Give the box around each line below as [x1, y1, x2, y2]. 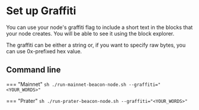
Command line [6, 65, 61, 75]
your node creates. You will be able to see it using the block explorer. [6, 30, 175, 37]
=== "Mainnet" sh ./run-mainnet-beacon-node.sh [6, 80, 126, 88]
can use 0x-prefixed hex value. [6, 47, 82, 54]
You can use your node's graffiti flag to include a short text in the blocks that [6, 24, 193, 31]
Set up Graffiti [6, 4, 76, 18]
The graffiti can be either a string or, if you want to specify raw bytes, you [6, 41, 186, 48]
